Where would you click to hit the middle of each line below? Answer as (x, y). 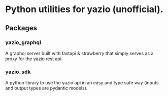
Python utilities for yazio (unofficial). (84, 9)
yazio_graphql (23, 42)
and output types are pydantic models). (46, 88)
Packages (21, 28)
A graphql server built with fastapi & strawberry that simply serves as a (79, 53)
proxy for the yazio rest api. (34, 59)
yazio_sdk (18, 72)
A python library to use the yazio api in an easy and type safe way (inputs (82, 83)
